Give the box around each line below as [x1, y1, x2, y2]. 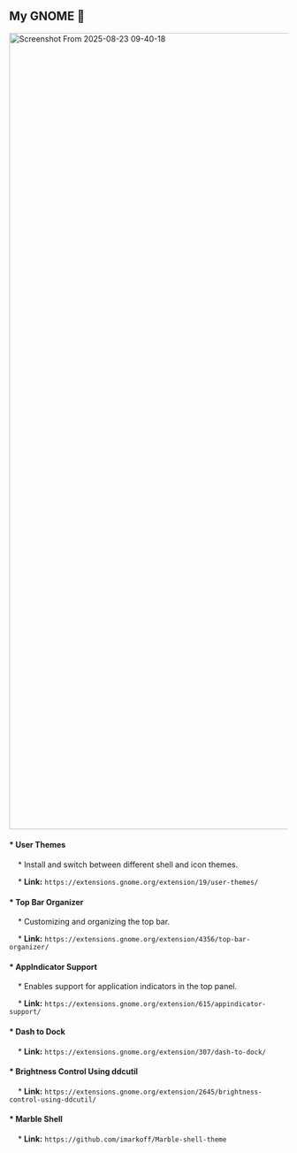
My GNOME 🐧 [9, 9, 86, 24]
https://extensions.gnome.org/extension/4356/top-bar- [43, 935, 251, 944]
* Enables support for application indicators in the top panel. [17, 981, 238, 992]
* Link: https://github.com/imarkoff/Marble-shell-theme [17, 1134, 227, 1144]
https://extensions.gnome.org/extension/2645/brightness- [43, 1088, 263, 1096]
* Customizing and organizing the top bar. [17, 917, 171, 927]
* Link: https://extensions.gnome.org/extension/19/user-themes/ [17, 877, 259, 888]
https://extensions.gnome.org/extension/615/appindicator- [43, 1000, 267, 1009]
